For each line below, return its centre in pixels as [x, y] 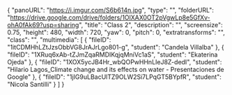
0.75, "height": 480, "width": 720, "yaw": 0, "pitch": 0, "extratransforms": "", [116, 32]
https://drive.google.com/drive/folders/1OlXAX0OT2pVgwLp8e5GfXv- [110, 17]
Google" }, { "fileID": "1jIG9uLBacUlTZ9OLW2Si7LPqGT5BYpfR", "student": [114, 77]
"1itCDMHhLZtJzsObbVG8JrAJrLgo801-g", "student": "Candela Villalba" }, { [116, 47]
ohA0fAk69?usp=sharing [43, 25]
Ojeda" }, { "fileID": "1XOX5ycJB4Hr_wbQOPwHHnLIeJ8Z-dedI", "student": [115, 62]
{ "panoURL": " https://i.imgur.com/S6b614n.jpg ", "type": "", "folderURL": [111, 10]
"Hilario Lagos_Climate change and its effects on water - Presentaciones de [116, 70]
